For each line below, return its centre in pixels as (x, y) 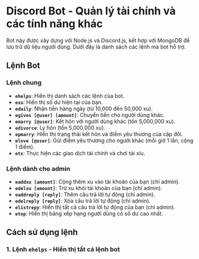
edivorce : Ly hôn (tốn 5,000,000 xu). (60, 128)
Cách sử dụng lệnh (42, 232)
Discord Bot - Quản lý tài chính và (91, 11)
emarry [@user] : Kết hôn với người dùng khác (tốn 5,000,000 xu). (95, 121)
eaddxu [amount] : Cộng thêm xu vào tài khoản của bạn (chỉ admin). (97, 182)
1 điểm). (25, 147)
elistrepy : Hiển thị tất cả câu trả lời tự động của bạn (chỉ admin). (95, 207)
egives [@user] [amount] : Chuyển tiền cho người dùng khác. (90, 115)
